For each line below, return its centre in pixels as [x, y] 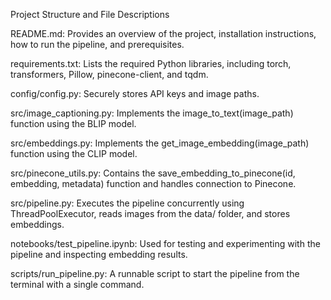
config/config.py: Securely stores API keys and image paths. [135, 93]
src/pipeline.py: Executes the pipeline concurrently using [127, 203]
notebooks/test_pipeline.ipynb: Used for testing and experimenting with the [165, 243]
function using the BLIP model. [73, 123]
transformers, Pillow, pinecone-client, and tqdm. [109, 74]
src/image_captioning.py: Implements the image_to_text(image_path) [152, 113]
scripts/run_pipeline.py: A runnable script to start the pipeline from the [155, 273]
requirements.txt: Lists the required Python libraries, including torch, [151, 63]
